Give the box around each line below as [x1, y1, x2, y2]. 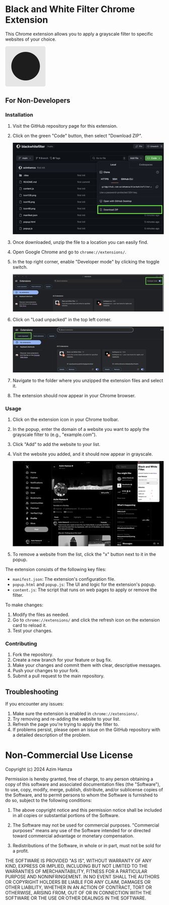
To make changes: [5, 602, 44, 608]
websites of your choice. [5, 36, 56, 42]
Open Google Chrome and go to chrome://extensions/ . [12, 249, 127, 255]
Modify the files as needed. [12, 612, 69, 618]
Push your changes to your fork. [12, 668, 79, 674]
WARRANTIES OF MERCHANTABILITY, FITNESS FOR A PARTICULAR [5, 868, 147, 874]
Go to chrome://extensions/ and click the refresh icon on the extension [12, 617, 160, 623]
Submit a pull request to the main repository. [12, 673, 105, 679]
